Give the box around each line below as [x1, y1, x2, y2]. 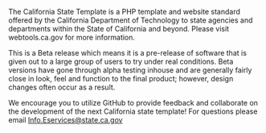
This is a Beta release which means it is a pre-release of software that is [8, 48, 248, 57]
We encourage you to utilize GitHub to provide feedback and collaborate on [8, 98, 259, 107]
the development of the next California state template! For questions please [8, 106, 258, 116]
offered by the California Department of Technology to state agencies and [8, 15, 253, 25]
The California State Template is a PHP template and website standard [8, 7, 241, 16]
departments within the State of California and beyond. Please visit [8, 24, 230, 33]
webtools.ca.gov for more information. [8, 32, 135, 42]
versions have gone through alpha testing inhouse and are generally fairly [8, 65, 252, 75]
